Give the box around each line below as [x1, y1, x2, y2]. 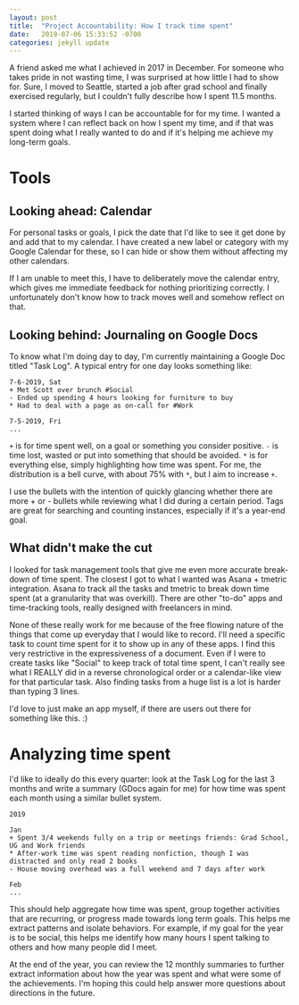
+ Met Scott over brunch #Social [9, 386, 134, 395]
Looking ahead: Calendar [9, 203, 153, 219]
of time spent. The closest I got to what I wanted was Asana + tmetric [31, 574, 287, 584]
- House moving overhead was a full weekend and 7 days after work [9, 864, 266, 874]
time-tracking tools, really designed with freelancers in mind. [9, 602, 233, 613]
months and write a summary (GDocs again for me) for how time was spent [9, 783, 286, 793]
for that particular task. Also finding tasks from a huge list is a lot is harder [9, 676, 281, 687]
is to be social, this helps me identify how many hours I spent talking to [9, 932, 270, 942]
